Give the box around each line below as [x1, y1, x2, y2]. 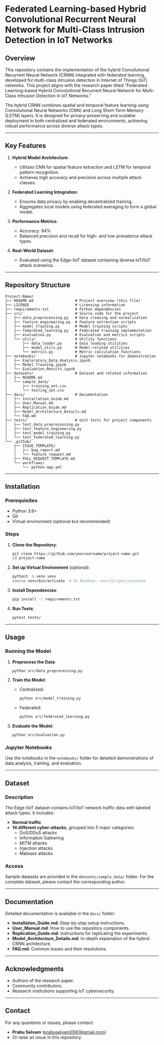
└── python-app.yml [22, 464, 62, 469]
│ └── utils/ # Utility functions [5, 337, 117, 342]
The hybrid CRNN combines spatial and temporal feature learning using [5, 102, 149, 108]
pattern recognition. [19, 169, 60, 175]
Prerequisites [5, 497, 38, 503]
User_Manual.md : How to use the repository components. [12, 925, 130, 931]
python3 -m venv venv [12, 574, 57, 579]
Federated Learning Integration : [12, 189, 78, 195]
